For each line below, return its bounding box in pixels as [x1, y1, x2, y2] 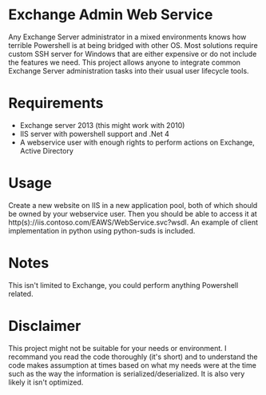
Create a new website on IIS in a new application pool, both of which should [8, 200, 258, 209]
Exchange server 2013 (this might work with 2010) [19, 120, 185, 130]
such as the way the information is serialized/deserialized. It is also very [8, 369, 245, 378]
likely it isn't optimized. [8, 377, 84, 387]
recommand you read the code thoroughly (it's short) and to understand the [8, 352, 258, 361]
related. [8, 289, 34, 298]
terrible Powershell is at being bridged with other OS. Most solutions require [8, 40, 258, 50]
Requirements [8, 94, 104, 113]
